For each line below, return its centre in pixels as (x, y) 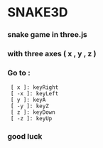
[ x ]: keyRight (34, 88)
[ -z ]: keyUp (31, 119)
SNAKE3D (38, 12)
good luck (25, 137)
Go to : (19, 73)
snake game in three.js (47, 35)
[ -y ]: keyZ (30, 106)
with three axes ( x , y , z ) (52, 54)
